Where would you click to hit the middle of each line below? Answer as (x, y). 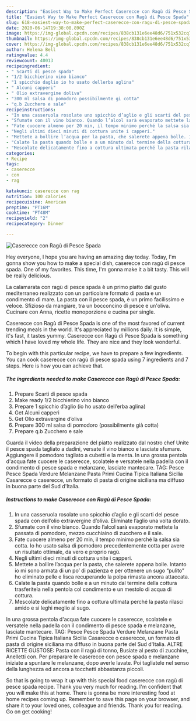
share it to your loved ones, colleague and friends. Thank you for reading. (94, 705)
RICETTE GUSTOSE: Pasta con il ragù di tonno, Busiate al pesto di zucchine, (97, 650)
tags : (13, 164)
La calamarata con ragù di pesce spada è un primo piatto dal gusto (87, 287)
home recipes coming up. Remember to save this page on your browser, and (98, 699)
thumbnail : (19, 39)
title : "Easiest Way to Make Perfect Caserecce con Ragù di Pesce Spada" (98, 17)
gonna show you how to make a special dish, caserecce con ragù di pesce (96, 263)
